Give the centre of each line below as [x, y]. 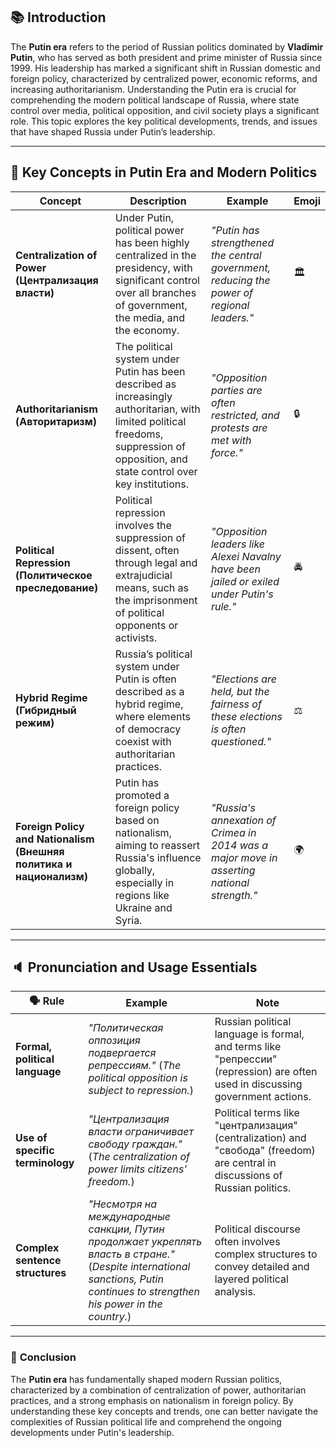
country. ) [110, 1317]
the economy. [147, 330]
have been [235, 569]
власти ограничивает [141, 1132]
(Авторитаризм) [56, 421]
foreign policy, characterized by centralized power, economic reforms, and [164, 78]
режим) [35, 722]
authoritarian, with [157, 409]
